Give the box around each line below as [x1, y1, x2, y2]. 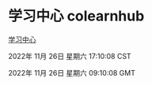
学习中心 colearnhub [8, 7, 145, 25]
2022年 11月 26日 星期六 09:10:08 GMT [8, 68, 136, 77]
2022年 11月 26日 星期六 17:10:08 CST [8, 51, 132, 61]
